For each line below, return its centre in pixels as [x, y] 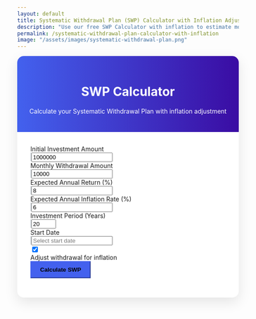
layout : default [41, 14]
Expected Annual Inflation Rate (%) [81, 199]
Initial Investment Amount [67, 149]
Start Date [45, 233]
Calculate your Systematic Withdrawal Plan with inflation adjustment [128, 111]
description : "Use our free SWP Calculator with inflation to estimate [124, 27]
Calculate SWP [61, 270]
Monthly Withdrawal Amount [72, 166]
